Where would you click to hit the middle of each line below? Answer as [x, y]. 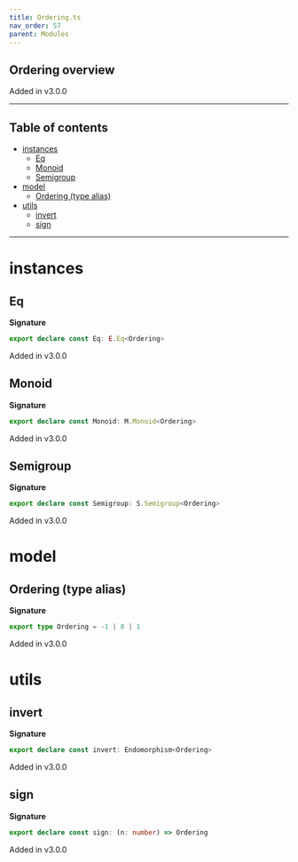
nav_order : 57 [35, 26]
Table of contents [59, 127]
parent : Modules [39, 34]
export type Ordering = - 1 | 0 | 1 [75, 627]
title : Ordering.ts [45, 17]
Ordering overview [62, 70]
